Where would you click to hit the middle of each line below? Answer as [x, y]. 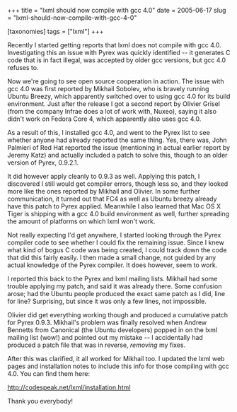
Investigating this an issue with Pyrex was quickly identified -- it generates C [119, 53]
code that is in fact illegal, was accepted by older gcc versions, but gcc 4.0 [117, 60]
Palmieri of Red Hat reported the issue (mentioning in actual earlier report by [119, 147]
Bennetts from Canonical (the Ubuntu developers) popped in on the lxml [112, 330]
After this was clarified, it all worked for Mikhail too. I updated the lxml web [116, 359]
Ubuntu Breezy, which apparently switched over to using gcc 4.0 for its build [119, 96]
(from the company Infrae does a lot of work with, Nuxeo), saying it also [112, 111]
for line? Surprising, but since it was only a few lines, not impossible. [107, 301]
